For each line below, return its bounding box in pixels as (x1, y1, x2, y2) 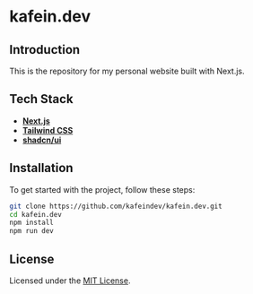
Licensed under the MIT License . (9, 275, 131, 286)
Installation (9, 160, 74, 176)
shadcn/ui (22, 134, 62, 145)
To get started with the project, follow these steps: (9, 184, 196, 195)
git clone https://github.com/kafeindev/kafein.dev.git (9, 202, 222, 211)
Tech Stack (9, 91, 74, 107)
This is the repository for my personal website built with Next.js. (9, 65, 245, 76)
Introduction (9, 42, 81, 57)
